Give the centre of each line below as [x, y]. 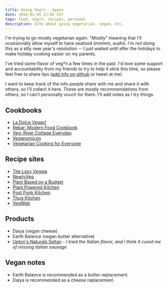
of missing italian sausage [39, 247]
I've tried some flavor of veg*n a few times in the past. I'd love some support [84, 63]
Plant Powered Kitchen [36, 187]
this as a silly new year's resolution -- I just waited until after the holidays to [83, 48]
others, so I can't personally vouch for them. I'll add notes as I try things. [80, 94]
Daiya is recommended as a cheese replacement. [63, 280]
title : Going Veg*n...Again [34, 10]
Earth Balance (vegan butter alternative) [53, 236]
